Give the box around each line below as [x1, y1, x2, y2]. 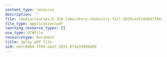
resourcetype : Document [5, 35, 55, 40]
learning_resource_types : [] [5, 26, 66, 31]
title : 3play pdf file [5, 40, 52, 45]
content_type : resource [5, 7, 55, 12]
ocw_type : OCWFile [5, 30, 43, 35]
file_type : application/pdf [5, 21, 64, 26]
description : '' [5, 12, 39, 17]
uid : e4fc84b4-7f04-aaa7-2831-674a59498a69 [5, 44, 97, 49]
